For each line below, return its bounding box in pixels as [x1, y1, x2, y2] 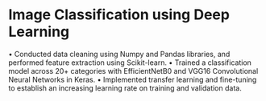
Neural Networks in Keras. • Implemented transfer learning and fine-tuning [8, 75, 257, 84]
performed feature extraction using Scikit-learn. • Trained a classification [8, 58, 252, 67]
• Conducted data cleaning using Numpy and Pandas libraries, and [8, 49, 231, 59]
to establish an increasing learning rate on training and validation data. [8, 83, 242, 93]
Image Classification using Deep [8, 6, 230, 24]
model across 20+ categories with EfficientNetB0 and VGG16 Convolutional [8, 66, 259, 75]
